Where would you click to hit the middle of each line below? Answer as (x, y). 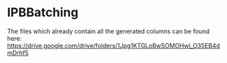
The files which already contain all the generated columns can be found (108, 31)
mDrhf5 (18, 53)
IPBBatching (43, 13)
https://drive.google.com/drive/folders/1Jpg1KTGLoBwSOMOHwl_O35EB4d (114, 45)
